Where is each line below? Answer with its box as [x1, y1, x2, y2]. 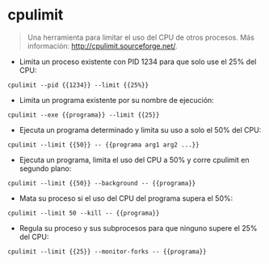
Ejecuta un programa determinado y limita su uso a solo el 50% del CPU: [19, 125, 262, 134]
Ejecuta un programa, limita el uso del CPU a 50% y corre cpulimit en [19, 155, 250, 164]
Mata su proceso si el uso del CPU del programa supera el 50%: [19, 193, 233, 203]
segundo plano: [19, 164, 72, 173]
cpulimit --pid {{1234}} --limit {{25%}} [7, 81, 149, 89]
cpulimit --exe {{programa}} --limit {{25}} [7, 111, 160, 119]
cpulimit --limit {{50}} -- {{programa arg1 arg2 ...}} [7, 140, 200, 149]
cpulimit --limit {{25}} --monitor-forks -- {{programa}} [7, 247, 207, 256]
